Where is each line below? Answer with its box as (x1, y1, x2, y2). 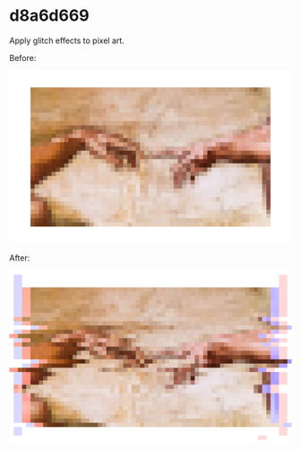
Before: (9, 52, 37, 63)
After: (9, 252, 30, 263)
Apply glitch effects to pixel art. (9, 35, 125, 46)
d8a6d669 (9, 5, 90, 26)
